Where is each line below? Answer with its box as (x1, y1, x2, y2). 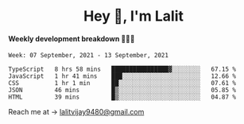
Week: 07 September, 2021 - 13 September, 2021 (8, 52, 169, 60)
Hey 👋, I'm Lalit (83, 7, 184, 25)
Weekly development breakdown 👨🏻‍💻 (8, 33, 135, 43)
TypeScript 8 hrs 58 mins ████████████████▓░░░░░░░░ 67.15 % (8, 65, 237, 74)
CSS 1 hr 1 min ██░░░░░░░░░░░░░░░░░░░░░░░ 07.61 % (8, 79, 237, 87)
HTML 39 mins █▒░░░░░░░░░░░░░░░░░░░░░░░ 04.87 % (8, 93, 237, 102)
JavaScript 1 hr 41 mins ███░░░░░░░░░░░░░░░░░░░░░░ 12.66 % (8, 72, 237, 80)
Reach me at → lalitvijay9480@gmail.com (8, 107, 145, 117)
